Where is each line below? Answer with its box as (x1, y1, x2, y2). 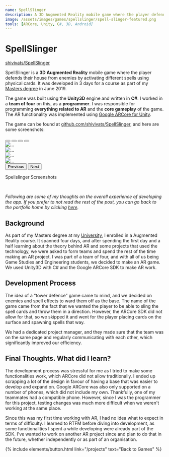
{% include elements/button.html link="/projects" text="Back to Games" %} (5, 446, 162, 452)
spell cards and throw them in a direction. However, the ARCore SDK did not (5, 308, 162, 314)
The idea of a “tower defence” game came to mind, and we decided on (5, 292, 152, 298)
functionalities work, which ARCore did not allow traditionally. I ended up (5, 373, 156, 379)
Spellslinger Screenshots (5, 174, 57, 180)
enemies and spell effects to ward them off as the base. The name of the (5, 298, 156, 304)
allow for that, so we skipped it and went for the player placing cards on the (5, 313, 162, 320)
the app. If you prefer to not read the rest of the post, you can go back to (5, 199, 157, 205)
